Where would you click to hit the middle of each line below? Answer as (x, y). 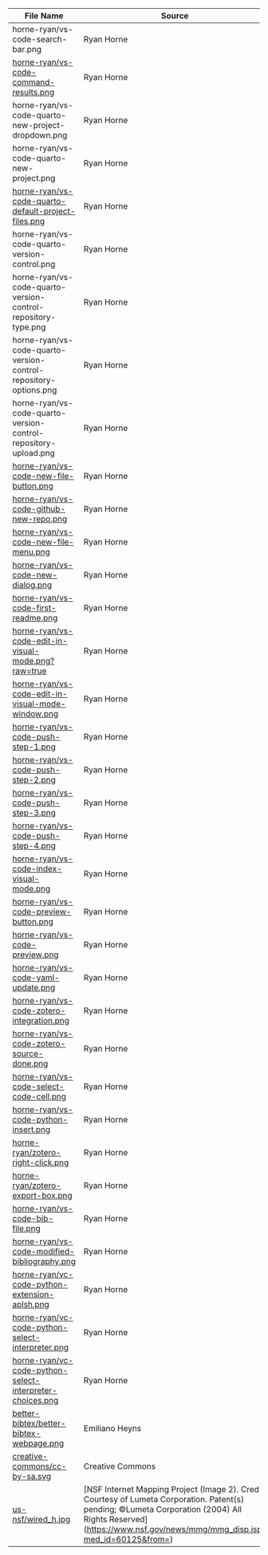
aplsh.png (31, 1304)
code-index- (37, 869)
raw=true (30, 671)
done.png (30, 1064)
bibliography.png (44, 1261)
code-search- (40, 39)
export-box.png (43, 1196)
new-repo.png (40, 519)
